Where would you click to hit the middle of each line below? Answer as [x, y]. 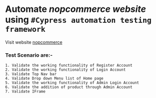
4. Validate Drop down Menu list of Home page [54, 79]
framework [25, 30]
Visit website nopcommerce [34, 42]
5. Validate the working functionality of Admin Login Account [72, 83]
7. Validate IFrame [25, 92]
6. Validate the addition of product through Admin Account [69, 87]
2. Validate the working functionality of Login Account [66, 70]
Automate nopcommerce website [76, 9]
